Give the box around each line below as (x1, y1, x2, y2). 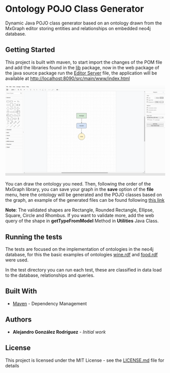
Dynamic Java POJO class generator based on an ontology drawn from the (5, 20, 162, 26)
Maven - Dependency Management (12, 300, 87, 306)
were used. (5, 257, 29, 263)
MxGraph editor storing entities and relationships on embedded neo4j (5, 25, 151, 31)
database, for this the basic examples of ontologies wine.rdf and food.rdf (5, 252, 158, 258)
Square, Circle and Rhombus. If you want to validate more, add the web (5, 212, 154, 219)
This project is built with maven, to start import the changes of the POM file (5, 59, 162, 65)
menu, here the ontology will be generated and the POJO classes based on (5, 192, 162, 198)
